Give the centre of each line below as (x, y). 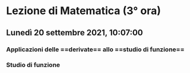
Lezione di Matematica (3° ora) (84, 11)
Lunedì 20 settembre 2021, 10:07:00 (75, 33)
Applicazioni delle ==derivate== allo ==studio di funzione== (96, 49)
